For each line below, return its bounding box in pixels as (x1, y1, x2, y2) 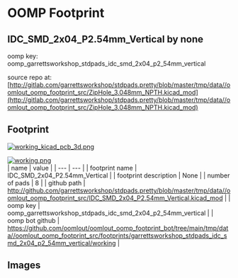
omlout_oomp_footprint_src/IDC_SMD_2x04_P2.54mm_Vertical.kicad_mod (7, 193, 223, 202)
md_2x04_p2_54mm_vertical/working (7, 238, 116, 247)
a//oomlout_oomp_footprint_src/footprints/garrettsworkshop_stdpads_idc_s (7, 231, 227, 240)
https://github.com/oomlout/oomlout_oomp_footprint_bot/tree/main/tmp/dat (7, 224, 229, 232)
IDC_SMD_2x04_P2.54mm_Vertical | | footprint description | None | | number (7, 171, 230, 180)
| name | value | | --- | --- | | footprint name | (7, 163, 137, 172)
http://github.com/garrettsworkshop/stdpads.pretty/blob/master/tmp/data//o (7, 186, 231, 195)
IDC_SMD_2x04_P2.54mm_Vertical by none (7, 33, 204, 45)
